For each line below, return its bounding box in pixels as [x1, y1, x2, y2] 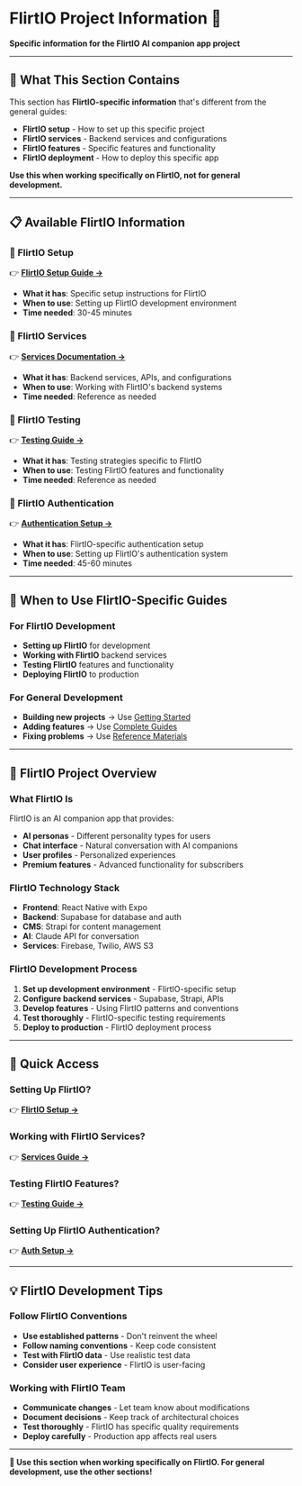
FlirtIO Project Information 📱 [9, 8, 222, 29]
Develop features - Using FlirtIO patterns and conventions [22, 1002, 240, 1013]
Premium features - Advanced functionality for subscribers [22, 860, 244, 870]
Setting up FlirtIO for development [22, 640, 151, 652]
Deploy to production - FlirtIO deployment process [22, 1022, 212, 1033]
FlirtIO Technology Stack [9, 881, 120, 894]
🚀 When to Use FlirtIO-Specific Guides [9, 592, 227, 607]
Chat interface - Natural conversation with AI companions [22, 840, 238, 851]
